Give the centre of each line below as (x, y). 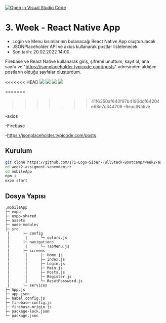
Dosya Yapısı (25, 196)
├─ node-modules (22, 225)
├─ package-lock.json (27, 311)
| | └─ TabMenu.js (38, 246)
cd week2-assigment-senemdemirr (38, 167)
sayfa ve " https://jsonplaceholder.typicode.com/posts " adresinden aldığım (81, 66)
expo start (16, 181)
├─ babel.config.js (25, 298)
